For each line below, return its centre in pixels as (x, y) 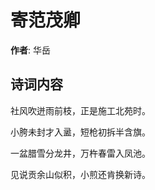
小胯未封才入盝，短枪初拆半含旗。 (80, 132)
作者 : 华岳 (30, 50)
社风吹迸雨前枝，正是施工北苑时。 (80, 110)
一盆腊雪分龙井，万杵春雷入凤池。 (80, 153)
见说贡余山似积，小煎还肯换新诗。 (80, 174)
